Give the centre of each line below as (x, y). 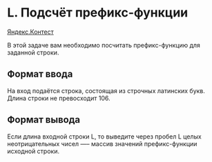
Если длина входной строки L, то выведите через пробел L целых (104, 136)
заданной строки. (33, 52)
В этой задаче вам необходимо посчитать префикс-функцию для (104, 45)
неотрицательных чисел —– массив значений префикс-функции (102, 143)
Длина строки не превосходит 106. (59, 98)
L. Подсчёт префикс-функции (98, 13)
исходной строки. (33, 151)
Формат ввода (40, 74)
